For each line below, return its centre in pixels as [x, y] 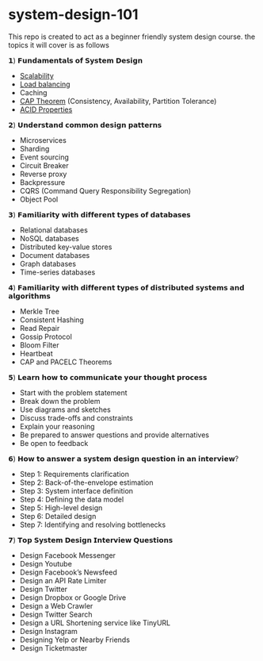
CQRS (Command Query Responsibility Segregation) [105, 190]
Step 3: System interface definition [76, 490]
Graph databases [48, 263]
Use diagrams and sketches [65, 409]
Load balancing [45, 84]
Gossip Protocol [46, 336]
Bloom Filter [39, 345]
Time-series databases [57, 272]
